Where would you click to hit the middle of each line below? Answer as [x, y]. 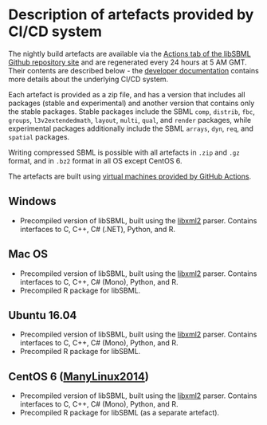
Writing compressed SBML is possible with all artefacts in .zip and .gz [124, 152]
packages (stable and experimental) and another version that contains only [132, 103]
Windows [32, 201]
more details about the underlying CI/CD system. [88, 79]
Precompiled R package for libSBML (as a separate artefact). [120, 413]
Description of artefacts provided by [131, 15]
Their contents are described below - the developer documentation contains [133, 70]
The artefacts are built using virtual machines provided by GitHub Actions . [130, 176]
